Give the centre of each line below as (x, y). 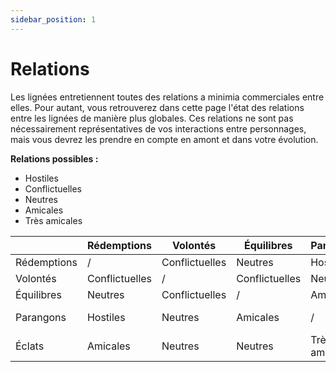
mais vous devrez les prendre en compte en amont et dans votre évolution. (164, 139)
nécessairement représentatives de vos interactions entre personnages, (158, 128)
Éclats (30, 346)
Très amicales (53, 220)
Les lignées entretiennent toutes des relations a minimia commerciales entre (167, 97)
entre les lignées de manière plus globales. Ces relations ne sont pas (152, 118)
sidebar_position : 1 (53, 19)
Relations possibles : (54, 158)
